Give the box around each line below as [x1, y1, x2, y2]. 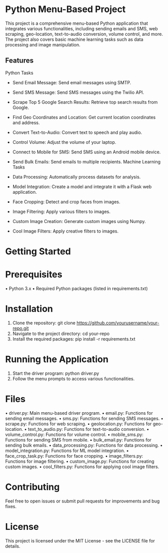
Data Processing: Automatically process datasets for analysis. [12, 174, 141, 180]
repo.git [12, 325, 29, 331]
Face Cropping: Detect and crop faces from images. [12, 198, 121, 205]
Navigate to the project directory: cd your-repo [12, 330, 110, 337]
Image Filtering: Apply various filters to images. [12, 208, 111, 214]
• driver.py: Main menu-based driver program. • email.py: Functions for [5, 410, 153, 416]
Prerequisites [5, 269, 63, 281]
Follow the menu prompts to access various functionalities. [12, 375, 135, 381]
